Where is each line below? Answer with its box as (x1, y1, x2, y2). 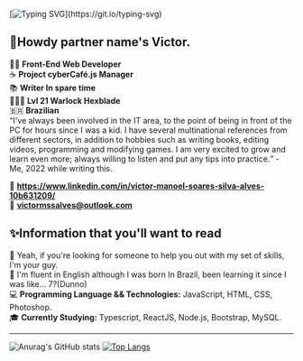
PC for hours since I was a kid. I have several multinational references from (9, 125, 288, 135)
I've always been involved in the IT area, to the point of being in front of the (13, 115, 292, 125)
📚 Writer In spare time (9, 82, 96, 93)
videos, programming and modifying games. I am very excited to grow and (9, 143, 287, 154)
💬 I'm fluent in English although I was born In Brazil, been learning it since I (9, 269, 287, 280)
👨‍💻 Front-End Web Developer (9, 59, 122, 69)
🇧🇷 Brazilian (9, 105, 60, 116)
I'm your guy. (9, 259, 59, 270)
